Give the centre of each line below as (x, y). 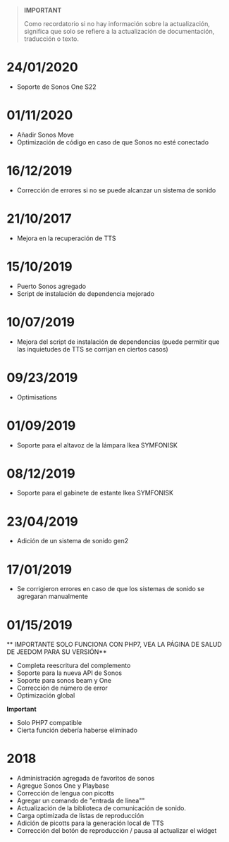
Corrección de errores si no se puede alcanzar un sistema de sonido (116, 190)
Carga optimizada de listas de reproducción (80, 816)
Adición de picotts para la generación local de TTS (90, 823)
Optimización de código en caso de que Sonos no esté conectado (113, 142)
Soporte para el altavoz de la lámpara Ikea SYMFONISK (97, 445)
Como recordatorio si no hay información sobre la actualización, (117, 24)
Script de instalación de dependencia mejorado (86, 293)
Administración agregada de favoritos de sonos (86, 779)
